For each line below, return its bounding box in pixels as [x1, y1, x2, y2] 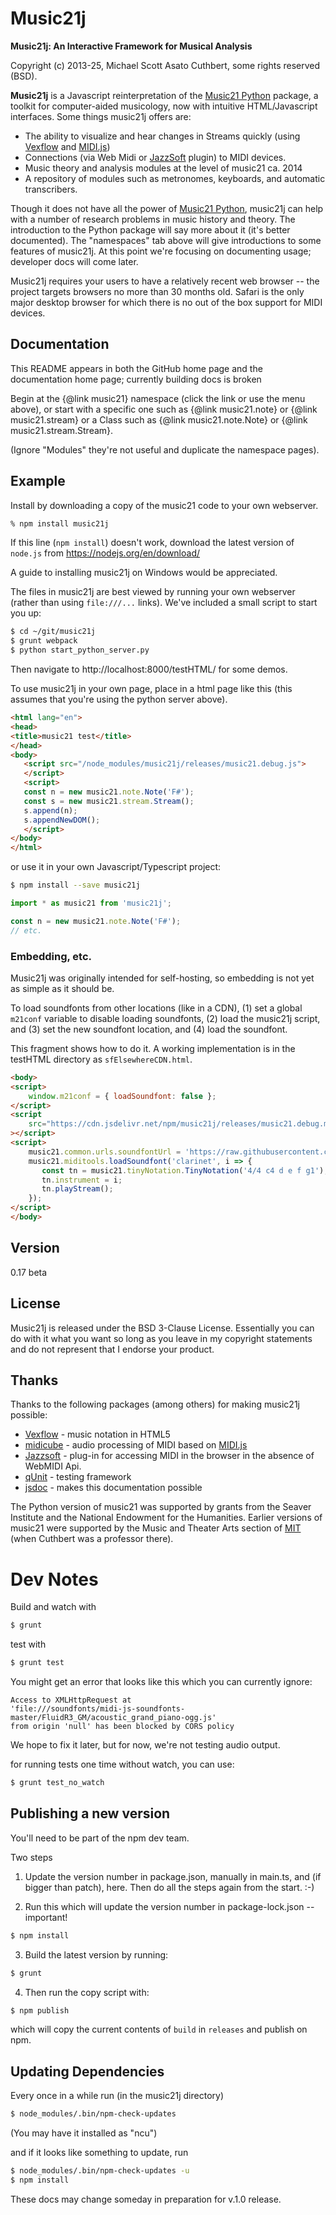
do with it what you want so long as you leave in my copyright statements [10, 1332, 313, 1344]
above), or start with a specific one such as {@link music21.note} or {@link [10, 403, 318, 415]
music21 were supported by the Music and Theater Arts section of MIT [10, 1522, 302, 1534]
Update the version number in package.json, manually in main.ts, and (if [24, 1870, 322, 1882]
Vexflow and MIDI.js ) [24, 140, 111, 152]
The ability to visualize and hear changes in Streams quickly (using [24, 130, 301, 142]
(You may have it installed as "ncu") [10, 2127, 158, 2139]
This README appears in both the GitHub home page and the [10, 362, 263, 374]
